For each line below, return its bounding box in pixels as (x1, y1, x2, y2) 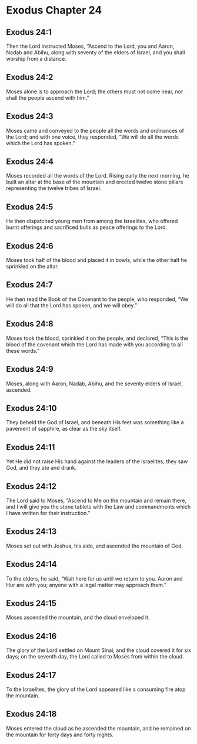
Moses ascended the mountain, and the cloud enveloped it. (6, 614, 150, 621)
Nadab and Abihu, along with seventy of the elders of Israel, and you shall (6, 49, 185, 56)
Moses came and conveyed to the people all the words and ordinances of (6, 127, 184, 134)
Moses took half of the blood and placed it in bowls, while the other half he (6, 257, 188, 264)
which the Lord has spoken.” (6, 139, 75, 146)
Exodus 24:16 (6, 631, 57, 641)
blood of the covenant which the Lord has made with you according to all (6, 340, 183, 348)
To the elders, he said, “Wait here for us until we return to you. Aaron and (6, 575, 183, 582)
